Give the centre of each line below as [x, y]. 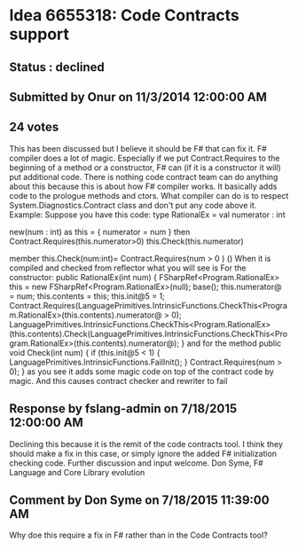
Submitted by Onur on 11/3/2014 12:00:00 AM [138, 97]
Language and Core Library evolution [77, 472]
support [39, 34]
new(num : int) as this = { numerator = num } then [100, 231]
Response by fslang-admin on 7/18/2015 [123, 409]
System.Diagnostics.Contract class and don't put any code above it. [133, 205]
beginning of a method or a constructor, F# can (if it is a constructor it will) [145, 167]
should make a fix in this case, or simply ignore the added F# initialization [143, 453]
